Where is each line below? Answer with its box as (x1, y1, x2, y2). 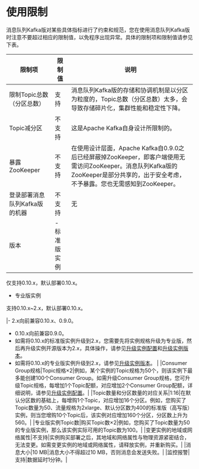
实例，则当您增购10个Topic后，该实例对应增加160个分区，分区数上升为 (14, 411, 188, 418)
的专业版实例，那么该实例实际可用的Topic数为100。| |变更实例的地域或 (14, 426, 188, 433)
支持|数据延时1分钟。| (14, 456, 68, 463)
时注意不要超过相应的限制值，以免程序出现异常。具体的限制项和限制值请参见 (6, 33, 193, 40)
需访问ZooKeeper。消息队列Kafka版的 (70, 162, 178, 170)
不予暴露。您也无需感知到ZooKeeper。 (70, 180, 179, 188)
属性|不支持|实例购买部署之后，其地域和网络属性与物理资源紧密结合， (20, 433, 190, 440)
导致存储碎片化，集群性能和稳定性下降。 (70, 103, 184, 112)
